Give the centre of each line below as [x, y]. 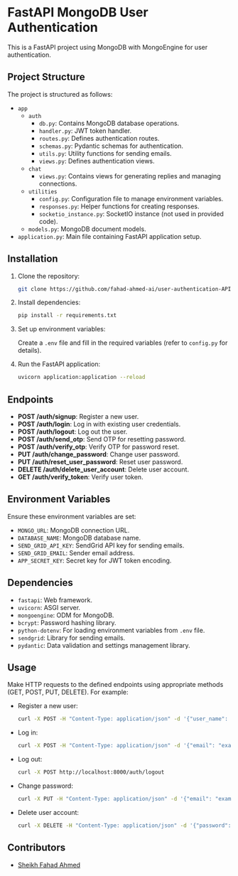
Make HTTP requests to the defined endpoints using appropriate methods [115, 685]
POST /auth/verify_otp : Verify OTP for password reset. [98, 447]
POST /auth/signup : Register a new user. [78, 416]
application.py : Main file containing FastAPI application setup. [109, 236]
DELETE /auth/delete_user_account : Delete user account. [103, 469]
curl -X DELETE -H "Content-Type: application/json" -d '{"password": [124, 826]
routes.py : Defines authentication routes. [99, 138]
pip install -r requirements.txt [67, 316]
